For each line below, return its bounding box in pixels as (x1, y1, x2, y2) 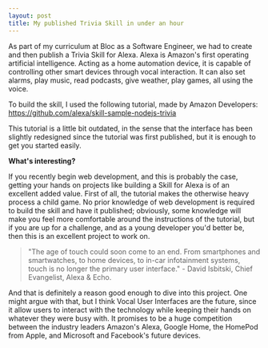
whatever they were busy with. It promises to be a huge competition (8, 314, 233, 323)
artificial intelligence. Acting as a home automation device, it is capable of (8, 58, 251, 68)
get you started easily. (8, 140, 82, 150)
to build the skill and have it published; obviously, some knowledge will (8, 205, 242, 215)
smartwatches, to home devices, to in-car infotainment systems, (27, 255, 241, 265)
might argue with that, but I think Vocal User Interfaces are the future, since (8, 296, 257, 306)
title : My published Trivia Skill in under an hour (8, 19, 184, 27)
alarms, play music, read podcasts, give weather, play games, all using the (8, 75, 254, 85)
